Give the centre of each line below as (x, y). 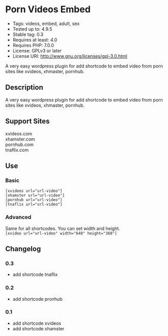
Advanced (18, 217)
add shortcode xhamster (38, 328)
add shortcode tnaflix (35, 275)
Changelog (23, 249)
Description (24, 88)
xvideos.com (19, 133)
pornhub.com (20, 145)
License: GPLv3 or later (37, 51)
